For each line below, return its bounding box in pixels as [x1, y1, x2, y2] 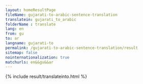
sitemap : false [5, 50, 38, 55]
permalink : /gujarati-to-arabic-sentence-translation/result [5, 45, 138, 50]
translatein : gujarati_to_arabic [5, 17, 77, 22]
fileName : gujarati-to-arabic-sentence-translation [5, 12, 117, 17]
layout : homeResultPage [5, 7, 56, 13]
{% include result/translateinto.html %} [5, 73, 87, 79]
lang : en [5, 26, 24, 32]
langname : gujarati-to [5, 41, 54, 46]
